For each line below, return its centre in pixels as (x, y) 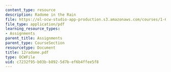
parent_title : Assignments (34, 39)
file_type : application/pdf (35, 24)
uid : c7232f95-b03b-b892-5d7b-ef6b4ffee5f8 (52, 62)
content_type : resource (31, 10)
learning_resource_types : (33, 29)
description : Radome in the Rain (41, 15)
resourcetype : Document (31, 48)
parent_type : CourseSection (35, 43)
